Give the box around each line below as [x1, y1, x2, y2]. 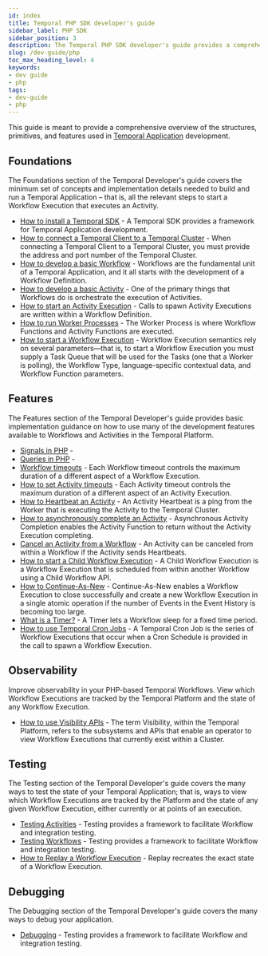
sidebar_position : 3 [8, 34, 77, 42]
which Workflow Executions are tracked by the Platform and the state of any [8, 796, 258, 805]
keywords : [8, 64, 41, 72]
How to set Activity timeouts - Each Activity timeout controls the [19, 480, 231, 489]
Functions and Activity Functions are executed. [19, 326, 175, 336]
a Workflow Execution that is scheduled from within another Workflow [19, 564, 250, 574]
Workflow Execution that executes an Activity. [8, 200, 160, 210]
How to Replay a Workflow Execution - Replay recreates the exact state [19, 853, 254, 863]
